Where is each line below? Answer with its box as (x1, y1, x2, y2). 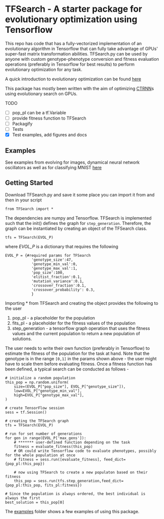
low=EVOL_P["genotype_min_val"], (14, 388, 82, 393)
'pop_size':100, (31, 270, 65, 275)
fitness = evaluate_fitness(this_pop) (14, 444, 93, 449)
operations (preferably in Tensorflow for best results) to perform (5, 61, 135, 67)
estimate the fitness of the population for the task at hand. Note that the (5, 350, 150, 356)
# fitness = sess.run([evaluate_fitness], (14, 457, 102, 462)
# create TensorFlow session (5, 405, 65, 410)
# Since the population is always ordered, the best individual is (5, 491, 146, 496)
